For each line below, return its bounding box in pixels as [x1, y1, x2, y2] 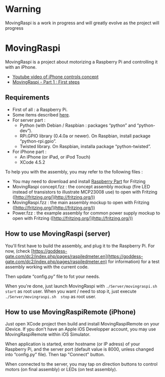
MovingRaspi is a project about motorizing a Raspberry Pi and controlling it [5, 58, 158, 65]
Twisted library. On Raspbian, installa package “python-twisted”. [19, 143, 151, 149]
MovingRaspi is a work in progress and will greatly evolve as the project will [5, 20, 160, 26]
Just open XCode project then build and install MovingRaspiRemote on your [5, 321, 160, 327]
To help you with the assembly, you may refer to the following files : [5, 168, 143, 174]
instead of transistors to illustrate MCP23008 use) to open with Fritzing [12, 189, 158, 195]
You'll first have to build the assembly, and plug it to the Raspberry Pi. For [5, 243, 155, 249]
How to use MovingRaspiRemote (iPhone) [5, 308, 136, 316]
